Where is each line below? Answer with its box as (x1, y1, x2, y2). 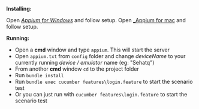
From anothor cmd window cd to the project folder (14, 65, 139, 72)
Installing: (6, 5, 32, 12)
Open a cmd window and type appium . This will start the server (14, 46, 170, 53)
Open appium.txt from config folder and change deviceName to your (14, 53, 186, 59)
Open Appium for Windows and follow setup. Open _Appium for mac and (6, 17, 186, 23)
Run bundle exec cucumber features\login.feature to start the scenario (14, 78, 193, 85)
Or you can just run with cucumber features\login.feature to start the (14, 91, 188, 98)
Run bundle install (14, 72, 64, 78)
